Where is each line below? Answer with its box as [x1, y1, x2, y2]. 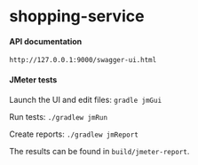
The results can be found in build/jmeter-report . [9, 145, 190, 156]
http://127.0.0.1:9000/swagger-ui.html [9, 56, 157, 65]
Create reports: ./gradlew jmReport [9, 129, 139, 139]
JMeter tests [9, 74, 58, 85]
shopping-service [9, 6, 145, 27]
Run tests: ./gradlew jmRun [9, 111, 108, 122]
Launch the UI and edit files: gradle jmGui [9, 94, 162, 105]
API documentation [9, 35, 83, 46]
